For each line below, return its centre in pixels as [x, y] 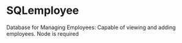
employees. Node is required [43, 33]
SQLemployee [43, 11]
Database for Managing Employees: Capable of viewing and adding [91, 27]
